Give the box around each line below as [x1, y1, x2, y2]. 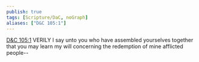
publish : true [6, 8, 42, 15]
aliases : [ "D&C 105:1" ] [6, 20, 67, 26]
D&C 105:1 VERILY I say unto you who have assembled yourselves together [6, 37, 194, 44]
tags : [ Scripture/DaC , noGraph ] [6, 14, 88, 20]
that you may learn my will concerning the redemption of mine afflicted [6, 43, 184, 50]
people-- [6, 49, 29, 57]
